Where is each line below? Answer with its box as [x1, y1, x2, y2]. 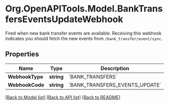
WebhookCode [8, 81, 44, 88]
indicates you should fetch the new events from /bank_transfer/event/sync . [5, 35, 162, 41]
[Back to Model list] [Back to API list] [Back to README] [5, 94, 121, 100]
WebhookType [8, 73, 44, 80]
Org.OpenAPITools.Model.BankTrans [5, 3, 163, 14]
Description [100, 64, 129, 71]
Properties [5, 50, 39, 58]
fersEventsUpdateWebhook [5, 13, 123, 25]
